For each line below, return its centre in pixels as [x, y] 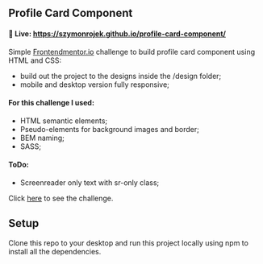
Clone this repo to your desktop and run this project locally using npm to [128, 243]
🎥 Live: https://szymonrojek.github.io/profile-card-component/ [117, 33]
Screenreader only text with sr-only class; [90, 183]
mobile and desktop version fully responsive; [94, 85]
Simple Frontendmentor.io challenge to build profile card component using [132, 52]
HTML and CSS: [35, 60]
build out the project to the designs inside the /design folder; [121, 76]
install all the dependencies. [55, 251]
